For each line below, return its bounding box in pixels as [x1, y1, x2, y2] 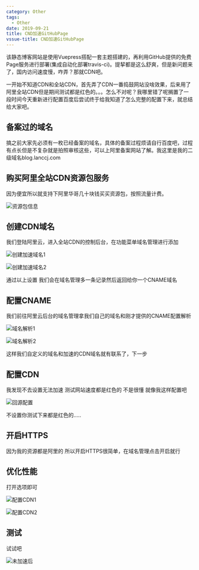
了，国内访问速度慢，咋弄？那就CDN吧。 [6, 68, 106, 75]
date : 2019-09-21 [6, 25, 49, 32]
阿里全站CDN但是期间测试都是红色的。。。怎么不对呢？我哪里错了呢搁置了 [6, 89, 184, 95]
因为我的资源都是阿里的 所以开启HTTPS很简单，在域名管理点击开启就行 [6, 447, 181, 455]
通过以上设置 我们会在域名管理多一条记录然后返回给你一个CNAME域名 [6, 276, 178, 284]
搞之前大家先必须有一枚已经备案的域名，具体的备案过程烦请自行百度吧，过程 [6, 139, 193, 146]
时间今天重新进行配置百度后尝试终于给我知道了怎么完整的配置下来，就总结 [11, 96, 193, 103]
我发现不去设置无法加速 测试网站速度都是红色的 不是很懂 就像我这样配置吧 [6, 386, 187, 393]
